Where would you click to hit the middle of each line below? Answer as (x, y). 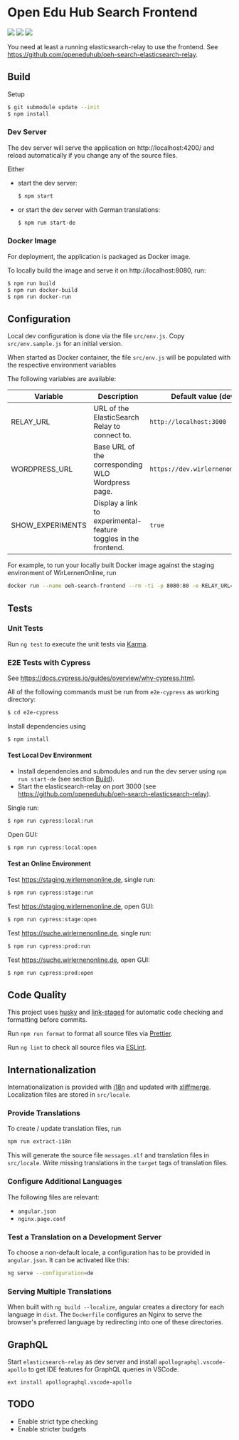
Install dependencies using (47, 726)
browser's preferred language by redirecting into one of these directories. (116, 1322)
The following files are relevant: (53, 1197)
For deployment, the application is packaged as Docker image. (99, 256)
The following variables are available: (62, 379)
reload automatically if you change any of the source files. (92, 155)
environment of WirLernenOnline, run (62, 573)
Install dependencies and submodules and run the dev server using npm (122, 771)
